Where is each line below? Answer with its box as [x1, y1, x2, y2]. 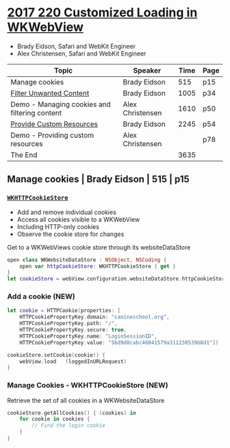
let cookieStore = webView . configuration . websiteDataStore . [7, 276, 183, 283]
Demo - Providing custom [10, 130, 94, 140]
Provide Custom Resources [10, 119, 98, 128]
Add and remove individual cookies [16, 208, 116, 216]
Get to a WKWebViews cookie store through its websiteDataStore [7, 243, 191, 251]
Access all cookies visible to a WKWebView [16, 215, 140, 224]
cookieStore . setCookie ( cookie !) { [7, 351, 106, 358]
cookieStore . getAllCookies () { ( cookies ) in [7, 410, 136, 416]
